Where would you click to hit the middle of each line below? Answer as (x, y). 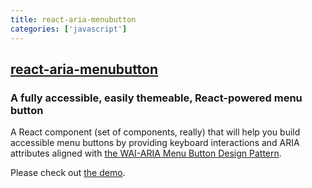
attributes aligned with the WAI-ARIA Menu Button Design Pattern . (146, 153)
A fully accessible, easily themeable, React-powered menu (156, 98)
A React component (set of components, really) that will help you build (155, 132)
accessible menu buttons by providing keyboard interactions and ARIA (155, 143)
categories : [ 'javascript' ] (69, 29)
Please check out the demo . (68, 173)
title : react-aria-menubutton (73, 19)
